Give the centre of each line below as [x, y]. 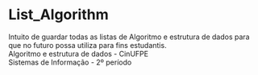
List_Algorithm [58, 15]
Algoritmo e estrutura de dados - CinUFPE [79, 53]
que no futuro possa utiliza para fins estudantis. [87, 45]
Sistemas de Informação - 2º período [70, 62]
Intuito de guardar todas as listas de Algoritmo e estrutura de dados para [129, 37]
